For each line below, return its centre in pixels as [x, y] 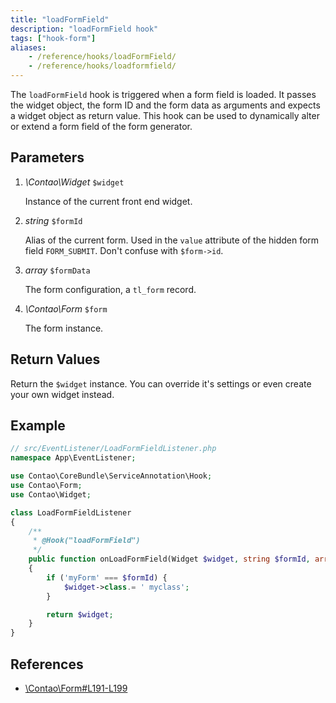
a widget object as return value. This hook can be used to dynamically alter [165, 115]
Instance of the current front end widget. [108, 201]
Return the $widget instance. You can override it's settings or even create [161, 383]
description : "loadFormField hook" [84, 29]
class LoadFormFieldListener [71, 512]
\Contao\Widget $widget [74, 182]
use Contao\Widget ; [51, 494]
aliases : [28, 47]
